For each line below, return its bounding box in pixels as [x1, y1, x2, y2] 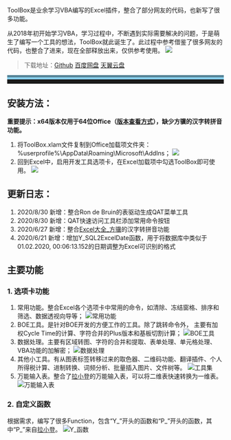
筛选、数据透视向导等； [16, 312, 84, 320]
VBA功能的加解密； [16, 346, 72, 355]
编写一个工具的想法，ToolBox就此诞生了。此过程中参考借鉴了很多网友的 [19, 38, 223, 46]
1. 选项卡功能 [7, 286, 49, 296]
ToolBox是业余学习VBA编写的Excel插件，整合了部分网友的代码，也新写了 [7, 6, 214, 14]
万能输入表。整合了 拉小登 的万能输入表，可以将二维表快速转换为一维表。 [16, 372, 222, 380]
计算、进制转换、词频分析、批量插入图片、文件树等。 [35, 364, 186, 372]
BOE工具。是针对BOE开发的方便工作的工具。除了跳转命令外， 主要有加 [16, 320, 219, 329]
